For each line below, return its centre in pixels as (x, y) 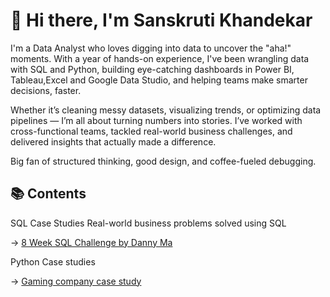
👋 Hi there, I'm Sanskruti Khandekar (161, 20)
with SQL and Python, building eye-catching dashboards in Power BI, (152, 69)
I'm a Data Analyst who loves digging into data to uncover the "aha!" (151, 48)
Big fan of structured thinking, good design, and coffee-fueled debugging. (163, 161)
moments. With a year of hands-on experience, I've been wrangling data (160, 58)
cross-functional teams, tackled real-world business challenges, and (151, 131)
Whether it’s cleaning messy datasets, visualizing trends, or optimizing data (166, 110)
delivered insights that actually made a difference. (113, 141)
